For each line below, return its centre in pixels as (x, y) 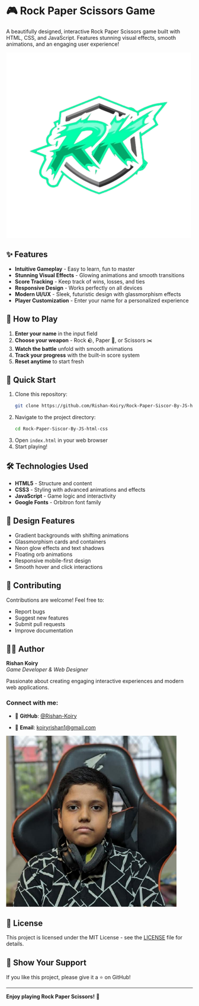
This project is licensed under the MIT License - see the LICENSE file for (94, 938)
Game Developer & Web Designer (47, 669)
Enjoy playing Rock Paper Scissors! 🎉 (53, 996)
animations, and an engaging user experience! (63, 44)
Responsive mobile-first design (53, 560)
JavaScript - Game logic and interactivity (65, 496)
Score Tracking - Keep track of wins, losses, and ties (80, 281)
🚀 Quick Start (31, 380)
